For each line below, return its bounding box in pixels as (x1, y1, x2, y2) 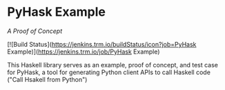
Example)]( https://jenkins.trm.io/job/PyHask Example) (7, 47, 160, 56)
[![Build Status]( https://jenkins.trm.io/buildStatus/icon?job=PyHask (7, 40, 197, 48)
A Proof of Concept (7, 27, 63, 35)
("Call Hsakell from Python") (7, 75, 88, 83)
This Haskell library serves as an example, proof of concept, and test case (7, 60, 219, 69)
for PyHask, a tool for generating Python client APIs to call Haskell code (7, 68, 211, 76)
